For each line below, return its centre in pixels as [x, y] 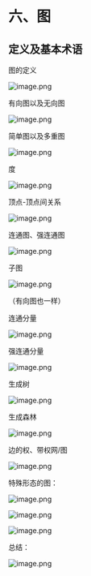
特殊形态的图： [33, 483]
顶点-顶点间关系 [35, 202]
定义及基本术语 [45, 49]
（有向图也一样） [37, 301]
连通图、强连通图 [37, 235]
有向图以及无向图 [37, 103]
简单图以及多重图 [37, 136]
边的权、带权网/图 [38, 450]
